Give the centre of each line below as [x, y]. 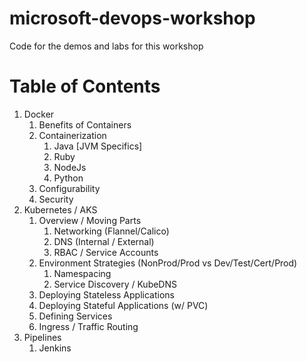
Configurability [69, 188]
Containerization [72, 135]
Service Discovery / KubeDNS [115, 284]
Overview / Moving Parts [90, 220]
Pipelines [42, 337]
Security [56, 199]
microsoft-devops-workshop [132, 18]
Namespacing [82, 273]
